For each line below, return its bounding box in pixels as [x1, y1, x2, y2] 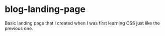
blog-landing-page [5, 3, 86, 15]
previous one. [5, 25, 33, 31]
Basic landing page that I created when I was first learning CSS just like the [5, 20, 160, 26]
